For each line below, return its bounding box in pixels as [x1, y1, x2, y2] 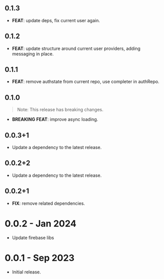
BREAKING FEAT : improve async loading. [12, 116, 99, 122]
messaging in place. [12, 50, 54, 57]
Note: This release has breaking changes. [17, 107, 104, 113]
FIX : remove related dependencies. [12, 200, 85, 206]
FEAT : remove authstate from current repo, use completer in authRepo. [12, 79, 159, 85]
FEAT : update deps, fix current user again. [12, 17, 100, 23]
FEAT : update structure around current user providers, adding [12, 45, 141, 51]
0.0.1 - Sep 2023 [5, 252, 75, 263]
